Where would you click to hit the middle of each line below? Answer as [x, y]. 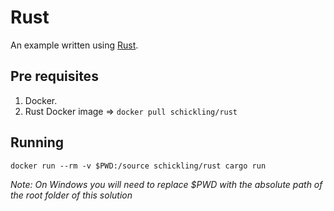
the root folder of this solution [71, 195]
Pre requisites [54, 76]
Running [37, 142]
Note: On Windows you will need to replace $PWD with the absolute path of [166, 184]
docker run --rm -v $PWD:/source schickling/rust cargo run [138, 166]
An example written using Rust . [74, 45]
